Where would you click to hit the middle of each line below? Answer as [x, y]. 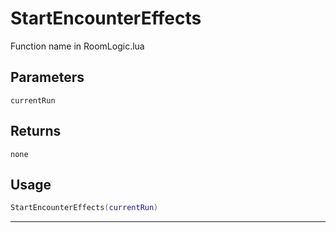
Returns [36, 131]
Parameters [47, 77]
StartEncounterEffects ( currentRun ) [84, 208]
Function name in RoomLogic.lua [77, 46]
